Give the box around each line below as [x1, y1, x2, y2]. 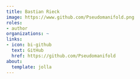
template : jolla [11, 64, 52, 70]
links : [6, 36, 23, 42]
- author [6, 25, 28, 31]
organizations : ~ [6, 31, 49, 37]
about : [6, 58, 23, 64]
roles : [6, 20, 23, 26]
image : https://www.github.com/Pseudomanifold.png [6, 14, 135, 20]
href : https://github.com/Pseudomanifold [11, 53, 116, 59]
